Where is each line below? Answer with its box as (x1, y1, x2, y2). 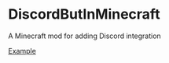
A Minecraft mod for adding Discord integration (8, 31, 161, 40)
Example (8, 46, 37, 55)
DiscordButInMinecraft (8, 5, 160, 23)
